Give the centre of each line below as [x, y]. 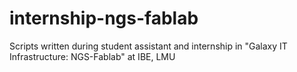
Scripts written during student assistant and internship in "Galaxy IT [148, 46]
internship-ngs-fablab [104, 18]
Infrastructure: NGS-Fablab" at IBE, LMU [92, 56]
